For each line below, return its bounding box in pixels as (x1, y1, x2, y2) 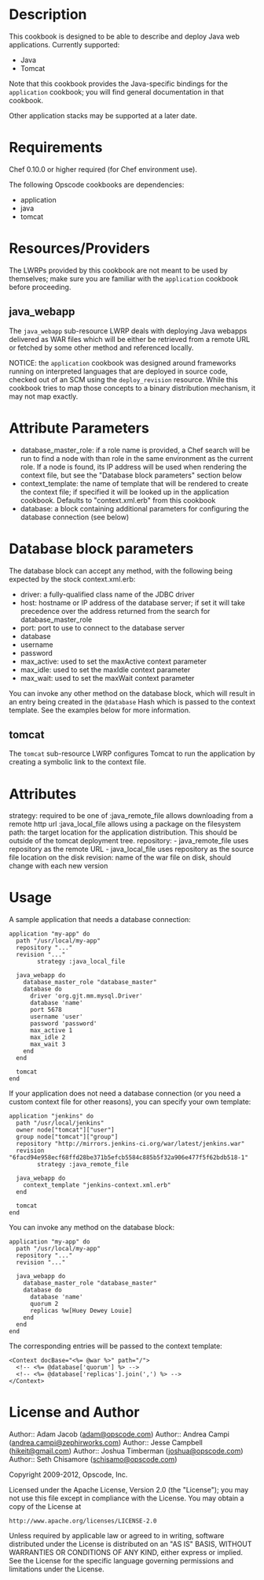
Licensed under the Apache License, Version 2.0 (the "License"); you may (9, 1485, 249, 1495)
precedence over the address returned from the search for (20, 606, 211, 615)
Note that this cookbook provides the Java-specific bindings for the (9, 79, 229, 88)
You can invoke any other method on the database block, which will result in (9, 688, 255, 698)
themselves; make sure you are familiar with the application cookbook (9, 273, 239, 283)
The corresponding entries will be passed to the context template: (9, 1341, 222, 1351)
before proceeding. (9, 282, 71, 292)
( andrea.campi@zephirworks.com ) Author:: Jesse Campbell (9, 1438, 203, 1448)
